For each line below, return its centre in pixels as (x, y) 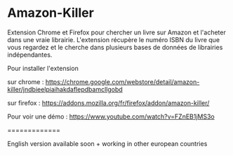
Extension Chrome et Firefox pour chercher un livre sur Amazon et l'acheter (116, 32)
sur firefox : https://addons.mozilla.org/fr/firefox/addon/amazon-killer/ (108, 102)
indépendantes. (30, 55)
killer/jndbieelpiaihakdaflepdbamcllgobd (65, 89)
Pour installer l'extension (43, 68)
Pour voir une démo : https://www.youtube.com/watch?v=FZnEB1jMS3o (111, 116)
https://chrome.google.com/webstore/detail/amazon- (122, 81)
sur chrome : (26, 81)
